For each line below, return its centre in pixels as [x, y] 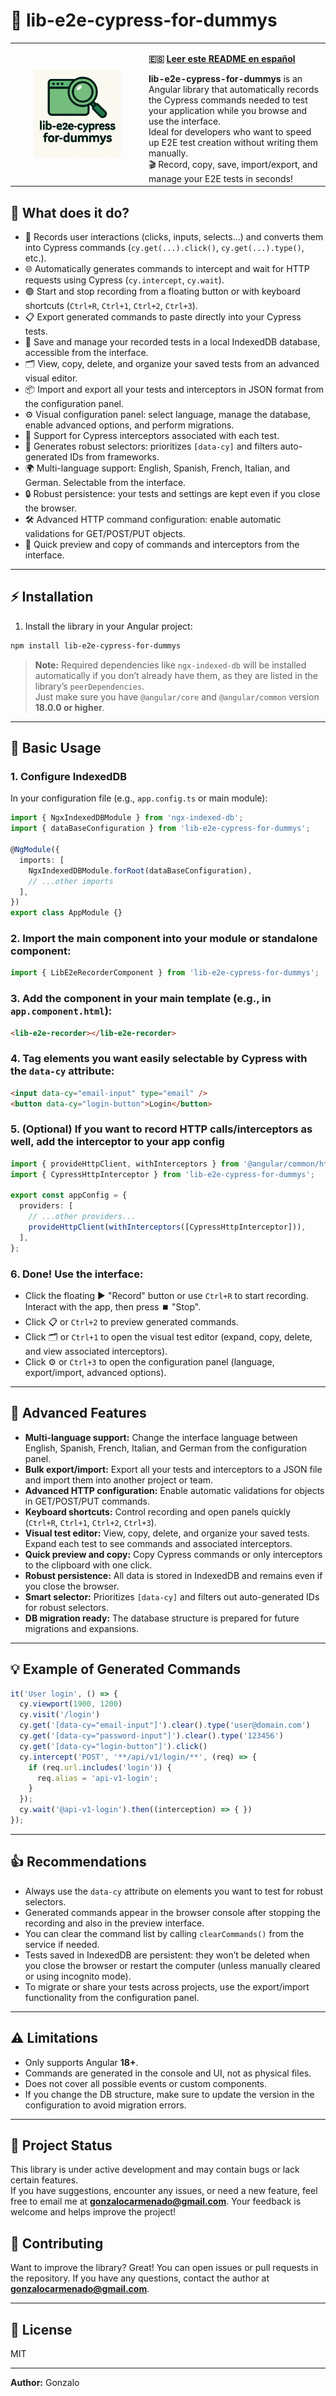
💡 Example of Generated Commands [126, 1669]
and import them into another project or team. [119, 1480]
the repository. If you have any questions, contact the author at [140, 2278]
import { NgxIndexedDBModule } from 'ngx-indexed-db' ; [127, 818]
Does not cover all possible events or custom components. [146, 2083]
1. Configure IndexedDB [69, 776]
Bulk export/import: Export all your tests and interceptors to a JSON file [173, 1469]
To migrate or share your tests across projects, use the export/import [167, 1986]
